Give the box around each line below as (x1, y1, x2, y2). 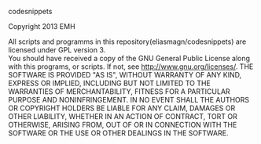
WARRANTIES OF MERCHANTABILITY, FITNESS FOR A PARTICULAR (8, 87, 230, 96)
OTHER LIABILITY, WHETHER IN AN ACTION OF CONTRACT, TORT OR (8, 112, 237, 121)
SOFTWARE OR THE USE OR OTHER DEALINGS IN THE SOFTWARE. (8, 128, 229, 138)
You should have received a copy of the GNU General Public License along (8, 54, 250, 63)
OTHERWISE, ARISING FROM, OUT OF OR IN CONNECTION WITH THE (8, 121, 237, 129)
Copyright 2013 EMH (8, 22, 76, 31)
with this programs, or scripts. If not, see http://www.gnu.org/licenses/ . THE (8, 62, 254, 71)
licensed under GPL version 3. (8, 45, 106, 54)
